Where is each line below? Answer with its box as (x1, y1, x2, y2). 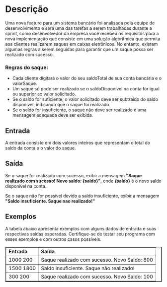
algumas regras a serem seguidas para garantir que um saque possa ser (5, 46, 154, 52)
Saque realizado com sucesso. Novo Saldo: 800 (41, 256, 153, 263)
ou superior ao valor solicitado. (12, 91, 76, 97)
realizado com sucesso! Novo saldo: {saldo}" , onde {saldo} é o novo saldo (5, 178, 162, 184)
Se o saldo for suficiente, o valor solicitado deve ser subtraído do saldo (12, 96, 158, 102)
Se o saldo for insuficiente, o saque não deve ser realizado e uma (12, 107, 147, 113)
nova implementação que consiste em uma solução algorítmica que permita (5, 36, 161, 42)
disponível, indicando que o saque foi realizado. (12, 102, 111, 108)
